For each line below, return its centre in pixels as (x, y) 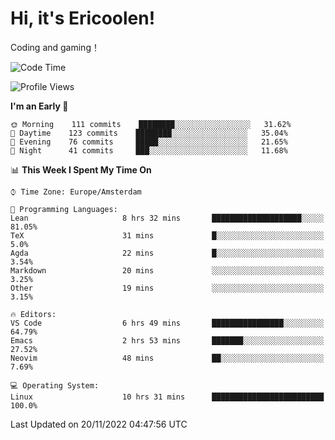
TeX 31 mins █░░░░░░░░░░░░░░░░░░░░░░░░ (167, 235)
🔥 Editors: (33, 314)
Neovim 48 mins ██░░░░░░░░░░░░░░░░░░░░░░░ (167, 358)
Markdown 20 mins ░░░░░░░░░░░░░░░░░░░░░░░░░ (167, 270)
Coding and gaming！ (55, 47)
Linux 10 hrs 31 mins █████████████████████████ (167, 397)
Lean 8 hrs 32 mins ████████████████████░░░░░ (167, 218)
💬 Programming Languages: (64, 209)
